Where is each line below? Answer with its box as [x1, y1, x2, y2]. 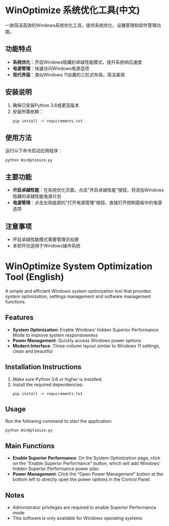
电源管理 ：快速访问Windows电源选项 [12, 65, 90, 71]
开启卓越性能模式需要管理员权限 [12, 236, 79, 242]
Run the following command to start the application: [5, 418, 112, 424]
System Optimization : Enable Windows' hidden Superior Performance [12, 326, 159, 333]
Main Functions [5, 441, 55, 450]
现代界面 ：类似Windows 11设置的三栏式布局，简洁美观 [12, 72, 125, 78]
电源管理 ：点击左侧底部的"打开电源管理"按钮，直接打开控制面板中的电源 [12, 200, 162, 206]
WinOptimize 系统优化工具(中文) [5, 5, 140, 16]
